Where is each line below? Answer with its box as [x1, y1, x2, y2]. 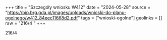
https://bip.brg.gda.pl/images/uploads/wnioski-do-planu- [7, 9, 127, 15]
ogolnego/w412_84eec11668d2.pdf [5, 15, 78, 20]
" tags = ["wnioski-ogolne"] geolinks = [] [77, 15, 162, 20]
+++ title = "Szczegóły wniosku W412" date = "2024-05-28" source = [5, 4, 151, 10]
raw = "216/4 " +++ [5, 20, 46, 26]
